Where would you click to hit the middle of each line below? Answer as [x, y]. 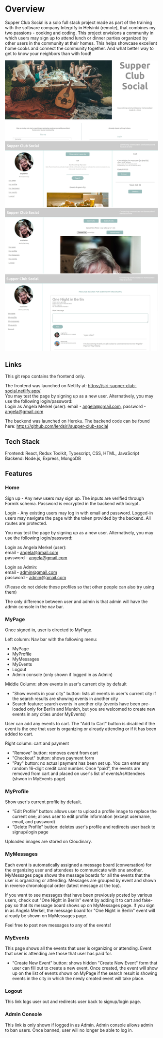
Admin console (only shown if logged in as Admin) [62, 675]
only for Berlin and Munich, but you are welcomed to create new [91, 709]
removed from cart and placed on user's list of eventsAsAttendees [78, 774]
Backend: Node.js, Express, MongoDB [43, 458]
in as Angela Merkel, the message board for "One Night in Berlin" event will [80, 910]
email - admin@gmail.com [31, 572]
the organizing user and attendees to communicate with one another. [74, 870]
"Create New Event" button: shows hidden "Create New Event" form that [85, 963]
